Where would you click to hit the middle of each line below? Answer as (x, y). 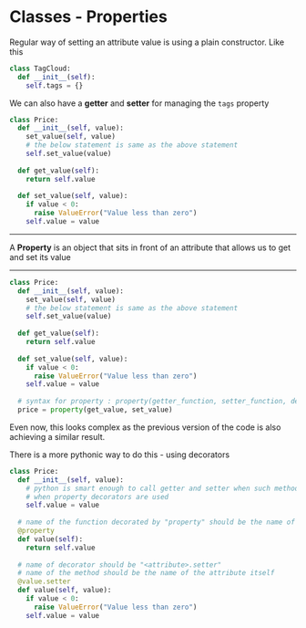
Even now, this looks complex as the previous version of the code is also (145, 427)
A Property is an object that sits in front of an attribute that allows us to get (150, 247)
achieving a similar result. (57, 436)
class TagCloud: (40, 68)
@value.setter (44, 581)
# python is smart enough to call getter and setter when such (148, 488)
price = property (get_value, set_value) (95, 410)
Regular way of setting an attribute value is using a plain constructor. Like (147, 42)
